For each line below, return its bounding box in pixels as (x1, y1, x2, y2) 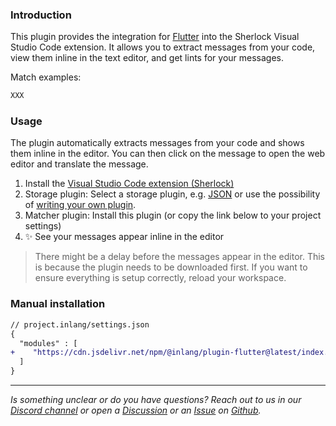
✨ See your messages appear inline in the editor (24, 231, 225, 243)
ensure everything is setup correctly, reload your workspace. (34, 272, 287, 284)
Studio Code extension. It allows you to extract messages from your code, (10, 41, 316, 53)
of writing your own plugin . (24, 199, 137, 211)
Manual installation (10, 297, 106, 311)
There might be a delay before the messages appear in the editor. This (34, 251, 325, 263)
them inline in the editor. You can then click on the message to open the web (10, 148, 326, 160)
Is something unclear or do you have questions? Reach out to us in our (10, 394, 302, 406)
